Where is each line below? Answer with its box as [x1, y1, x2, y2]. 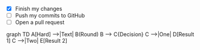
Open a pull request [15, 19, 65, 26]
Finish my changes [15, 5, 62, 12]
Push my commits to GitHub [15, 12, 85, 19]
